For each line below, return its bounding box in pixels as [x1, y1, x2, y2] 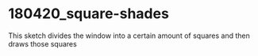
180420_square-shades [8, 5, 169, 23]
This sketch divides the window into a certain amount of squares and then [8, 31, 250, 40]
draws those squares [8, 39, 77, 48]
